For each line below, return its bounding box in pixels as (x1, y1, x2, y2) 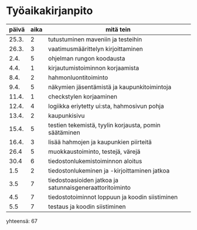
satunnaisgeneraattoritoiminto (47, 183, 131, 191)
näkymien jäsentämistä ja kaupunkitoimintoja (47, 83, 172, 91)
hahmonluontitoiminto (47, 73, 108, 82)
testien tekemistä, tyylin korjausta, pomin (47, 121, 161, 129)
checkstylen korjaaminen (47, 92, 117, 100)
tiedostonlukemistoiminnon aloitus (47, 157, 142, 165)
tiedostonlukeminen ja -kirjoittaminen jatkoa (47, 166, 170, 174)
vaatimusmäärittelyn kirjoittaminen (47, 45, 144, 53)
